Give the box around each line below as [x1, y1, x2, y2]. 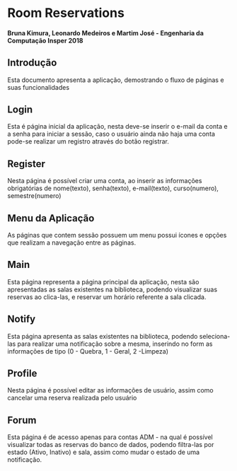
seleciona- [199, 332, 231, 340]
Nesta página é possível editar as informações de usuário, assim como [7, 386, 214, 395]
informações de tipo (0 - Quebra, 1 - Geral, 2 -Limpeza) [7, 347, 168, 355]
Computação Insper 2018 [7, 36, 83, 45]
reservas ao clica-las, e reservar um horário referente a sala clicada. [7, 292, 207, 301]
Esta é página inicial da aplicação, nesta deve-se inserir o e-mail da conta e [7, 122, 228, 131]
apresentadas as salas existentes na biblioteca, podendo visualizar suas [7, 285, 218, 293]
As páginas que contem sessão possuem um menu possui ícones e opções [7, 231, 227, 240]
